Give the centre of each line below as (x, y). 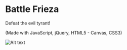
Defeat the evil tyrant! (28, 23)
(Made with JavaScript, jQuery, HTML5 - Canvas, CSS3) (64, 32)
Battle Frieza (32, 9)
